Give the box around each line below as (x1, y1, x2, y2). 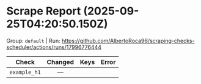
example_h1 (9, 68, 41, 76)
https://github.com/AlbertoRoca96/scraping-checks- (61, 37, 195, 44)
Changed (46, 57, 75, 66)
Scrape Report (6, 4, 81, 18)
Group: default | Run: (6, 37, 60, 44)
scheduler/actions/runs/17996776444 (6, 44, 102, 51)
